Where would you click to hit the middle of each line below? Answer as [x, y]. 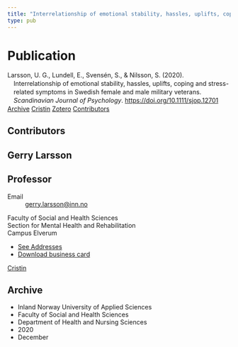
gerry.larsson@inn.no [57, 204]
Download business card [54, 254]
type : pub [22, 21]
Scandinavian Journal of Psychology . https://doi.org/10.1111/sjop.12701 [116, 101]
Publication [41, 56]
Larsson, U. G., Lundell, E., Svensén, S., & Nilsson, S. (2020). [96, 75]
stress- [218, 84]
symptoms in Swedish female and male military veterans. [118, 92]
